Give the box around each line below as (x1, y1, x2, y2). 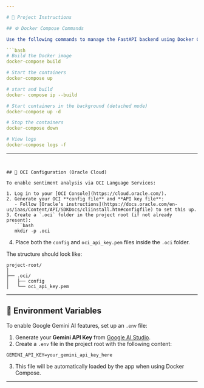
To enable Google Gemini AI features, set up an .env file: (6, 322, 148, 329)
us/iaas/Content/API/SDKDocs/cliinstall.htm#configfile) (6, 206, 154, 213)
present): (6, 217, 32, 223)
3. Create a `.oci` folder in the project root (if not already (6, 211, 172, 218)
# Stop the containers (6, 119, 64, 125)
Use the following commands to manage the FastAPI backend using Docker (6, 36, 194, 43)
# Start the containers (6, 69, 67, 76)
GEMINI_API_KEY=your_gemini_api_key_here (6, 351, 113, 358)
